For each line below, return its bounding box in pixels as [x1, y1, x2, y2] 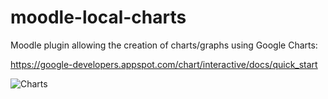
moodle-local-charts [10, 6, 187, 29]
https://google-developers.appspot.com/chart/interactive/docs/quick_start [10, 58, 318, 70]
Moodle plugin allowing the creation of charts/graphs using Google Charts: [10, 39, 318, 51]
